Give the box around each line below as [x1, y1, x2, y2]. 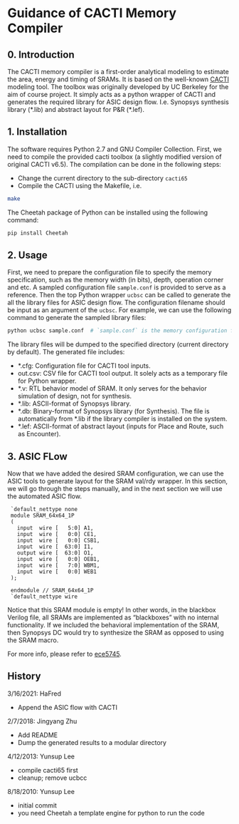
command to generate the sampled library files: [7, 314, 147, 322]
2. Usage [7, 249, 48, 261]
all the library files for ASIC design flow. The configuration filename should [7, 298, 225, 307]
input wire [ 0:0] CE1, [16, 531, 97, 538]
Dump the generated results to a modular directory [17, 738, 167, 746]
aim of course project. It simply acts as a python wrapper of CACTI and [7, 91, 216, 98]
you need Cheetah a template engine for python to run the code [17, 808, 205, 817]
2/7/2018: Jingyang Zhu [7, 716, 78, 725]
